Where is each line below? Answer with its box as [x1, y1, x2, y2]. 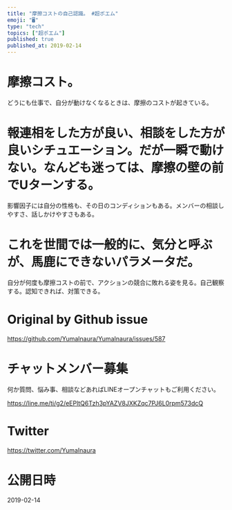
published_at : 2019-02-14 [7, 42, 81, 49]
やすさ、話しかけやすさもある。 [7, 210, 98, 218]
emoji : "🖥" [7, 17, 39, 24]
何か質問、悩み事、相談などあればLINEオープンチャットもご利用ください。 [7, 385, 220, 393]
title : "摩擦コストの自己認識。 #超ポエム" [7, 10, 119, 17]
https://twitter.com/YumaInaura [7, 446, 97, 454]
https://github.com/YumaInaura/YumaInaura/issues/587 [7, 334, 166, 343]
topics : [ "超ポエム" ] [7, 29, 66, 37]
